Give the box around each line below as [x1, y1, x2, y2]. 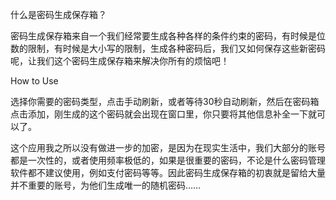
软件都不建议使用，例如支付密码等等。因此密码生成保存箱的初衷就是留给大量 [10, 167, 326, 178]
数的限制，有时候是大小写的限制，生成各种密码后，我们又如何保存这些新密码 [10, 43, 326, 54]
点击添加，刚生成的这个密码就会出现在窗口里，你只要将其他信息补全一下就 [10, 108, 317, 120]
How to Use [10, 75, 59, 87]
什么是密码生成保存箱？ [10, 9, 107, 20]
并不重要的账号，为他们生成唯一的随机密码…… [10, 179, 202, 191]
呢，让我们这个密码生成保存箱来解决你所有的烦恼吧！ [10, 55, 230, 67]
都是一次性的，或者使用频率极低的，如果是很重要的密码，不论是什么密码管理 [10, 154, 326, 166]
